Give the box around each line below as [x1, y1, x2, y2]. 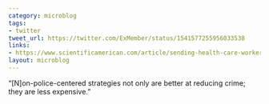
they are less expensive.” [8, 86, 91, 96]
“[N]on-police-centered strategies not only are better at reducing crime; [8, 78, 246, 88]
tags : [8, 19, 26, 27]
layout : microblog [8, 57, 70, 65]
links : [8, 42, 30, 50]
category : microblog [8, 11, 78, 20]
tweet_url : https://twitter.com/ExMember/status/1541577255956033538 [8, 34, 246, 42]
